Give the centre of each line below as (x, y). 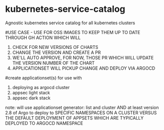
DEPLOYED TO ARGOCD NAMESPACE (44, 123)
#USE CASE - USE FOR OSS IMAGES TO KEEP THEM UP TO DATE (73, 32)
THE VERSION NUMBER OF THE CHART (53, 63)
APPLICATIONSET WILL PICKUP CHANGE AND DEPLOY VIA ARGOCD (84, 68)
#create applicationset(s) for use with (43, 78)
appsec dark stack (31, 98)
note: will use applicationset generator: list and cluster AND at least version (82, 107)
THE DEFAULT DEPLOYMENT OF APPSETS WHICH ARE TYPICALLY (75, 118)
